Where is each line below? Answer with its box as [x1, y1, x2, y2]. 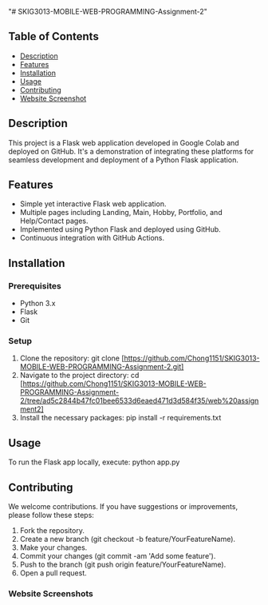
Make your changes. [19, 543, 88, 552]
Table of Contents [8, 30, 100, 43]
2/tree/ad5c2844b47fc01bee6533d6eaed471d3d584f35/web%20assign [19, 396, 259, 406]
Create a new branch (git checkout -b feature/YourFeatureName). [19, 535, 236, 544]
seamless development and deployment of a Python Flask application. [8, 155, 239, 165]
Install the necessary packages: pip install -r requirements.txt [19, 413, 222, 423]
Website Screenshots [8, 587, 93, 599]
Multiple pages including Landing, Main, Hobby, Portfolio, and [19, 208, 223, 217]
